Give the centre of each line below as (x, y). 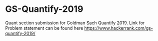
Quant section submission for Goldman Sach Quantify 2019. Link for (75, 23)
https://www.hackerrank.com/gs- (119, 28)
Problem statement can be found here (44, 28)
